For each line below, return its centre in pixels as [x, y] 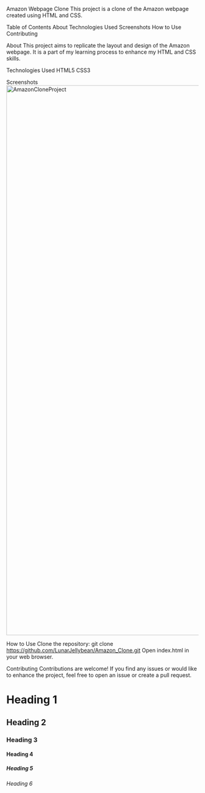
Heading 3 [22, 740]
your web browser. [30, 657]
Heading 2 [27, 722]
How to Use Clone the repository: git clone [60, 644]
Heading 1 [32, 700]
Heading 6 [20, 784]
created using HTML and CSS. [44, 15]
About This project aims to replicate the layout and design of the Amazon [98, 46]
